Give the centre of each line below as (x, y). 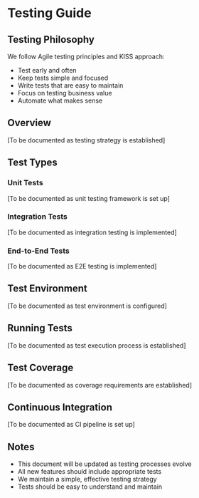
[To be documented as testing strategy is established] (86, 140)
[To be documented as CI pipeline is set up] (71, 425)
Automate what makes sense (60, 100)
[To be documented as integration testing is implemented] (92, 232)
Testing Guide (49, 13)
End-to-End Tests (38, 251)
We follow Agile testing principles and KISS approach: (86, 56)
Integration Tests (37, 217)
